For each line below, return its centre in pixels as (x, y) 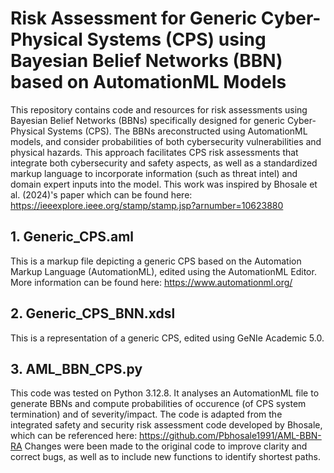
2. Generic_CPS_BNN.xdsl (93, 313)
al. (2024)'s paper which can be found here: (101, 194)
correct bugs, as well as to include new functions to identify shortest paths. (165, 457)
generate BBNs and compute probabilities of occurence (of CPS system (158, 404)
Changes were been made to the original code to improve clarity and (166, 446)
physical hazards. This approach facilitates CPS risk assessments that (154, 152)
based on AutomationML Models (148, 82)
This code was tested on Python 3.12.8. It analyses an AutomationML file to (165, 393)
